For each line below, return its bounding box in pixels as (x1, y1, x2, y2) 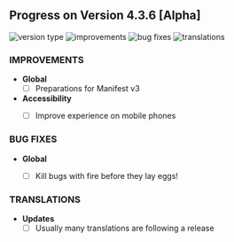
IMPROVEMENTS (9, 53, 84, 66)
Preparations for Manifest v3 (35, 83, 140, 94)
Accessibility (21, 93, 73, 104)
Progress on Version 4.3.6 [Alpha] (9, 8, 201, 23)
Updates (21, 213, 55, 223)
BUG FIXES (9, 133, 58, 145)
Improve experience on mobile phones (35, 111, 176, 121)
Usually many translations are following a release (35, 222, 214, 233)
